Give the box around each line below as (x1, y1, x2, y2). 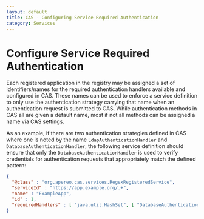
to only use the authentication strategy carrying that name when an (6, 98, 175, 106)
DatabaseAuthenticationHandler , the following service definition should (6, 143, 184, 150)
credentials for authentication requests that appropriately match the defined (6, 155, 196, 163)
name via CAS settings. (6, 118, 65, 125)
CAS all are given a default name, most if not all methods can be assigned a (6, 112, 195, 119)
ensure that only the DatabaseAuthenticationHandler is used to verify (6, 149, 178, 157)
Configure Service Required (6, 46, 150, 60)
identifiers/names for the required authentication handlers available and (6, 86, 186, 93)
